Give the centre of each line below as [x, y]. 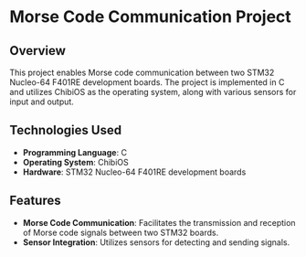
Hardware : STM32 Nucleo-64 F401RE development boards [134, 172]
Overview [38, 51]
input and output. [42, 102]
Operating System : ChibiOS [76, 162]
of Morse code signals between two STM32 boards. [121, 232]
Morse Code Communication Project [151, 17]
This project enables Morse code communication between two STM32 [142, 72]
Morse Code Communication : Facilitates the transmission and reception [159, 222]
